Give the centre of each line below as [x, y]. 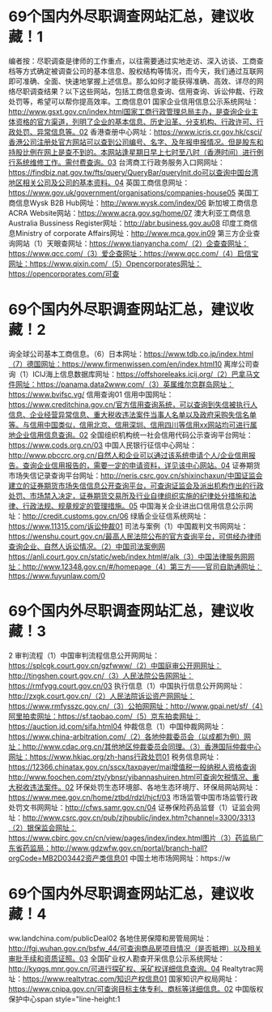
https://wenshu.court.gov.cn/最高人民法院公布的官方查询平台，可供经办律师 [135, 536]
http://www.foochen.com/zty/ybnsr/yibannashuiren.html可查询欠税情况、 [130, 777]
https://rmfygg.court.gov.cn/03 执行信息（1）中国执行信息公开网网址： [127, 685]
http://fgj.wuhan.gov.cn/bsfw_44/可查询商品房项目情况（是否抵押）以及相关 [135, 948]
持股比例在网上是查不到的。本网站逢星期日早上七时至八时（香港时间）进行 [132, 152]
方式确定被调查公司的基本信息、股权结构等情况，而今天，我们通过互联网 [143, 71]
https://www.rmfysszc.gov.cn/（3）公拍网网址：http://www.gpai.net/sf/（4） [136, 705]
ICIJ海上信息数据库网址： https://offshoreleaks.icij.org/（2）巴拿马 [142, 374]
